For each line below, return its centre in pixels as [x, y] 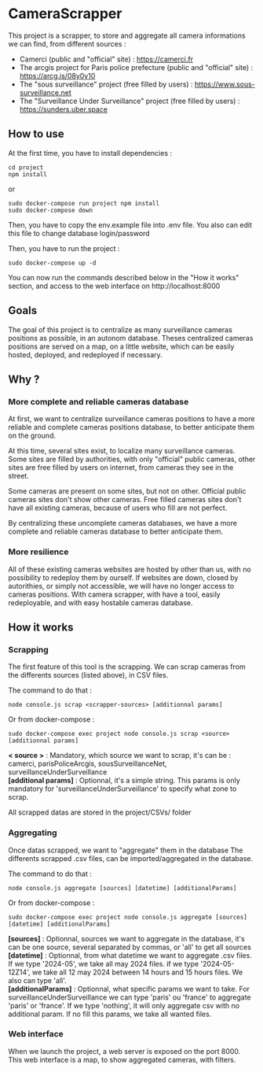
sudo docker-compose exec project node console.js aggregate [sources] [128, 917]
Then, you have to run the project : [64, 248]
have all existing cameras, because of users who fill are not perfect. [118, 508]
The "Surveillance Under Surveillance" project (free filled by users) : [130, 101]
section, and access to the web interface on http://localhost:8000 [114, 286]
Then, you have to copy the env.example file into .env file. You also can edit [130, 224]
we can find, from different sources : [67, 43]
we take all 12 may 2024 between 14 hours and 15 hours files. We [137, 972]
